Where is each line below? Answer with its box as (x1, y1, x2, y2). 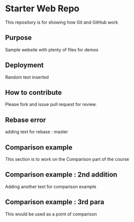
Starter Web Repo (5, 3, 80, 14)
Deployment (5, 61, 44, 70)
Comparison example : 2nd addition (5, 171, 118, 179)
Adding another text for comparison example (5, 184, 96, 189)
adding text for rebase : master (5, 129, 68, 135)
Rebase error (5, 115, 46, 124)
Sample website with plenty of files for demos (5, 46, 99, 52)
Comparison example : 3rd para (5, 198, 105, 206)
